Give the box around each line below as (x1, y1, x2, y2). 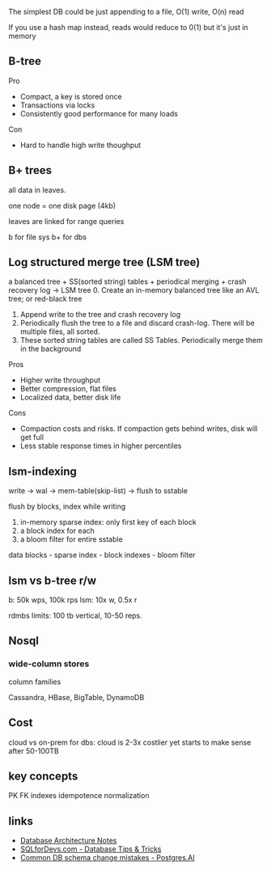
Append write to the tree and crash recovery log (19, 310, 181, 319)
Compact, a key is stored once (19, 91, 123, 101)
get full (19, 433, 44, 442)
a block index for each (19, 526, 95, 536)
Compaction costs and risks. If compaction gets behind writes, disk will (19, 424, 258, 433)
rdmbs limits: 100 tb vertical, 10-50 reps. (8, 610, 143, 621)
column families (8, 677, 61, 686)
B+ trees (8, 163, 53, 177)
